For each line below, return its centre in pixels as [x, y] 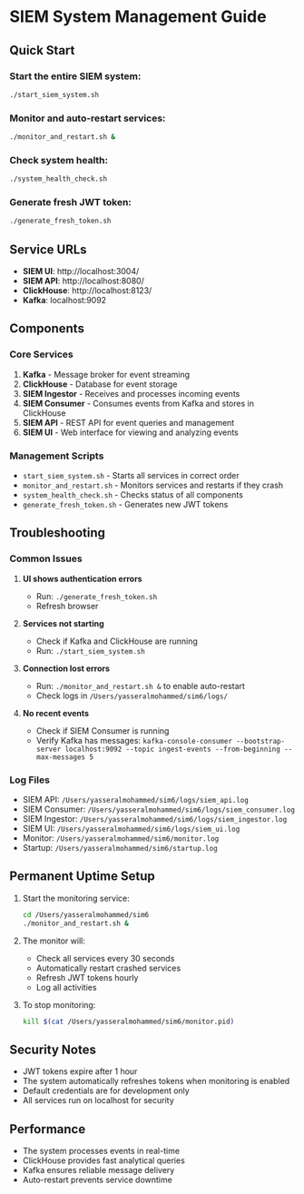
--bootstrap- [260, 741]
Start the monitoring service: [76, 898]
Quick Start [42, 50]
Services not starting [63, 623]
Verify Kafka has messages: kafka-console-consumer [134, 740]
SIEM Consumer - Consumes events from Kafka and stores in [138, 403]
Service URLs [49, 249]
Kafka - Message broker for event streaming [106, 374]
